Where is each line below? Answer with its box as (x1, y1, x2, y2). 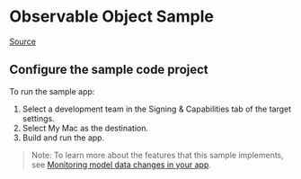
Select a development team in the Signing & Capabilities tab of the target (22, 103, 292, 114)
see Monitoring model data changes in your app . (31, 159, 211, 170)
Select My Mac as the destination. (22, 122, 149, 133)
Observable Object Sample (9, 6, 214, 27)
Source (9, 36, 36, 47)
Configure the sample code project (9, 62, 208, 77)
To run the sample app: (9, 85, 95, 96)
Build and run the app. (22, 132, 105, 143)
